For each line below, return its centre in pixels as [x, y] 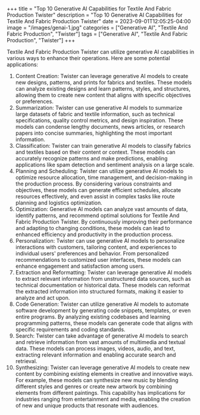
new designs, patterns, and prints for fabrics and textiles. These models [104, 82]
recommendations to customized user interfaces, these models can [98, 260]
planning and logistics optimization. [59, 203]
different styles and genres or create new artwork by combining [93, 386]
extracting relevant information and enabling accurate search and [96, 355]
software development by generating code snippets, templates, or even [103, 310]
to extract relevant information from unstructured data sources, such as [103, 279]
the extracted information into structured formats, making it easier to [99, 291]
